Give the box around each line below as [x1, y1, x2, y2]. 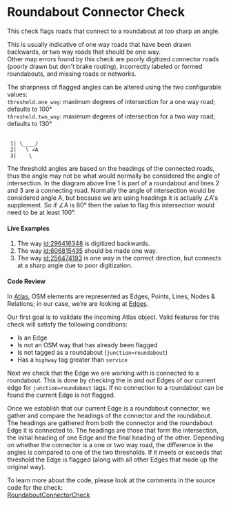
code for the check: [7, 484, 63, 492]
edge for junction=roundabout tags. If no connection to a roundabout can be [7, 384, 224, 392]
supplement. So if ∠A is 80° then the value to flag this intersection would [7, 200, 215, 209]
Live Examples [7, 224, 50, 232]
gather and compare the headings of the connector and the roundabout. [7, 411, 212, 420]
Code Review [7, 277, 46, 285]
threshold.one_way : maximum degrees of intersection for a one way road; [7, 97, 216, 105]
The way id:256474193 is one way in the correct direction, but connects [17, 254, 222, 262]
